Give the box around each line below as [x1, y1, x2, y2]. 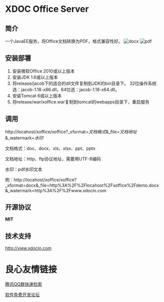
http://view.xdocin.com [5, 245, 52, 251]
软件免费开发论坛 [5, 292, 40, 298]
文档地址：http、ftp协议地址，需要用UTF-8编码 [5, 156, 101, 162]
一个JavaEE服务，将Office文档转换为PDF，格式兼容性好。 [5, 38, 123, 44]
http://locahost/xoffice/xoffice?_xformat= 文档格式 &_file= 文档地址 [5, 129, 137, 134]
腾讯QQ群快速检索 [5, 281, 42, 287]
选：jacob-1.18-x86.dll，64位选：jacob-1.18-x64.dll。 [12, 86, 120, 92]
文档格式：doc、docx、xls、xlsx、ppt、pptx [5, 145, 96, 151]
